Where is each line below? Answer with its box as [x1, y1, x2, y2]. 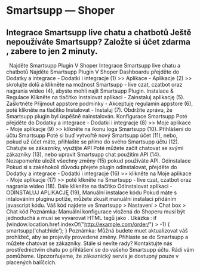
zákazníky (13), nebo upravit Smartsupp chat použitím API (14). [6, 151, 161, 158]
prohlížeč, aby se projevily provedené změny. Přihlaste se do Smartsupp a [6, 234, 189, 240]
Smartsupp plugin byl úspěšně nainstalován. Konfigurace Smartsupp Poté [6, 113, 187, 120]
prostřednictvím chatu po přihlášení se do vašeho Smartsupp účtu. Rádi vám [6, 246, 195, 253]
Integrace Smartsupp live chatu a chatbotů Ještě [6, 27, 192, 38]
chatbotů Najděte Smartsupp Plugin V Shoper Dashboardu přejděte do [6, 68, 180, 75]
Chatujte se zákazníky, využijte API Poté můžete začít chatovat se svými [6, 145, 184, 151]
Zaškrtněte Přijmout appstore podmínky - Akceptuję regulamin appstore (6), [6, 100, 193, 107]
